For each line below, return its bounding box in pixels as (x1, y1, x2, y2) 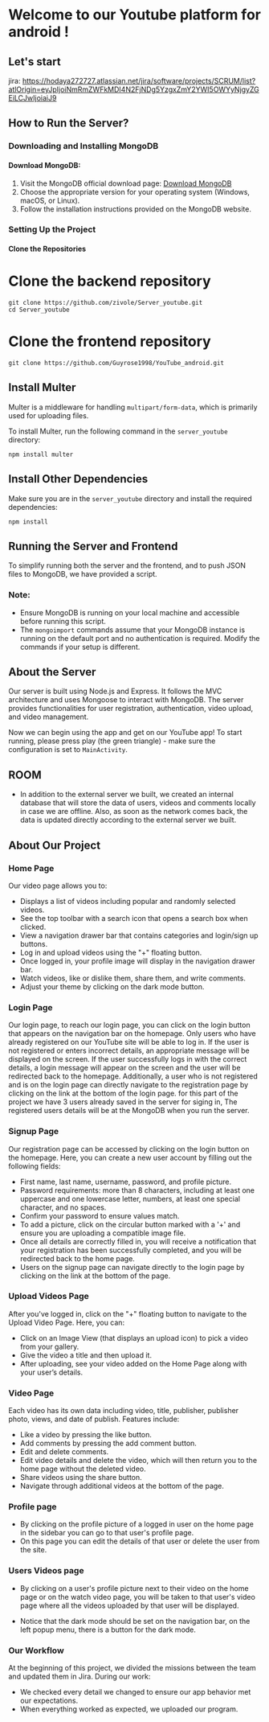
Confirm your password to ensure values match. (19, 1210, 180, 1220)
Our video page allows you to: (8, 881, 108, 890)
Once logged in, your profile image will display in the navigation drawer (19, 956, 255, 966)
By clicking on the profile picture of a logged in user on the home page (19, 1519, 255, 1529)
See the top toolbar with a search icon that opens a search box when (19, 913, 248, 923)
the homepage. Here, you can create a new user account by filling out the (8, 1153, 252, 1162)
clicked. (19, 922, 47, 931)
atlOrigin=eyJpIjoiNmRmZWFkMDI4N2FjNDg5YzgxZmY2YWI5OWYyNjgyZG (8, 84, 259, 94)
